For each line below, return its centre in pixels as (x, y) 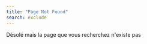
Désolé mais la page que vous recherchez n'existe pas (73, 34)
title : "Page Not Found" (37, 12)
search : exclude (26, 17)
